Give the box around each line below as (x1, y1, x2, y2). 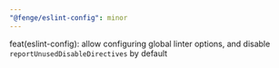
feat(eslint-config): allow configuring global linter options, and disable (9, 38, 271, 49)
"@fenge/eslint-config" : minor (9, 13, 128, 23)
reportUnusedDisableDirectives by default (9, 47, 168, 59)
